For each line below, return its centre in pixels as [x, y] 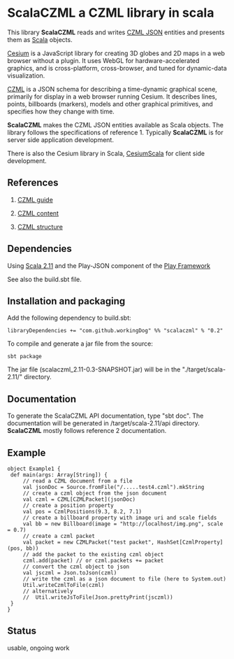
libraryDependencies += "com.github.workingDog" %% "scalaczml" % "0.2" [115, 331]
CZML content [38, 213]
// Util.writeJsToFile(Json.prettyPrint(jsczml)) [98, 597]
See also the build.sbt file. [45, 279]
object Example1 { [34, 469]
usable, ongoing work [38, 648]
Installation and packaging [66, 301]
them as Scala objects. [40, 39]
